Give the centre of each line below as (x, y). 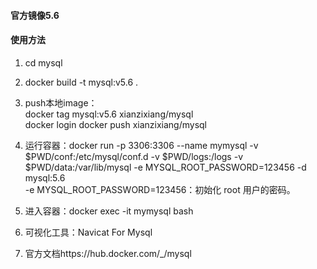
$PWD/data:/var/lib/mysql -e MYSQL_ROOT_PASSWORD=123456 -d (165, 167)
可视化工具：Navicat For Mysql (88, 232)
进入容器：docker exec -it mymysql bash (109, 211)
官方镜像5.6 (35, 15)
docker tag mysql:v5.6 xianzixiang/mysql (109, 114)
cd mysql (43, 62)
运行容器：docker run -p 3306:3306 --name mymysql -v (141, 145)
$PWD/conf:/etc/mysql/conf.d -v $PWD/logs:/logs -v (134, 156)
